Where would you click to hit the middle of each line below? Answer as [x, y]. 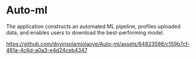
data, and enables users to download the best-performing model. [85, 32]
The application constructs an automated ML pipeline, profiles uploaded [93, 26]
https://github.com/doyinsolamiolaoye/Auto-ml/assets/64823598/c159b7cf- [98, 44]
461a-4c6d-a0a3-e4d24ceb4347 [47, 50]
